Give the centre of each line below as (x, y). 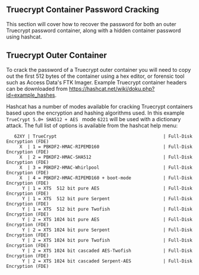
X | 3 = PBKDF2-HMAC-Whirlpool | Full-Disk (106, 167)
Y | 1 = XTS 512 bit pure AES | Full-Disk (107, 188)
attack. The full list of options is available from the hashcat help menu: (92, 125)
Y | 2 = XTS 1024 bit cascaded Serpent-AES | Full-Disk (107, 261)
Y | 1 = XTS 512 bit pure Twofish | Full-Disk (107, 209)
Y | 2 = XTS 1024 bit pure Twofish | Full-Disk (107, 240)
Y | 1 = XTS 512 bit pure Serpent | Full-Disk (107, 198)
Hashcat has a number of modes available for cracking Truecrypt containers (99, 106)
